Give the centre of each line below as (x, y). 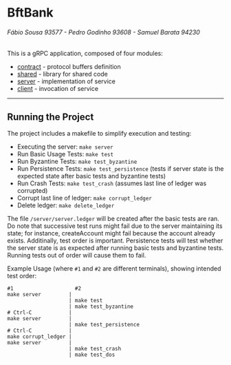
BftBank (30, 13)
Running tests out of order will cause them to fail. (77, 255)
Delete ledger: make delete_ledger (66, 205)
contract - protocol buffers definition (69, 67)
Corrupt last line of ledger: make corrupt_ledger (85, 198)
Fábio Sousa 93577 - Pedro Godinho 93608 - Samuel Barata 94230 (104, 32)
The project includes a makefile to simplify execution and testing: (99, 134)
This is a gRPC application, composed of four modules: (85, 54)
